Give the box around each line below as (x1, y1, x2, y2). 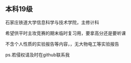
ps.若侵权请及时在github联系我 (5, 51, 70, 57)
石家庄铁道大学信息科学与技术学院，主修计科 (5, 19, 99, 25)
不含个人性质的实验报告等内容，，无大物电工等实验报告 (5, 41, 119, 47)
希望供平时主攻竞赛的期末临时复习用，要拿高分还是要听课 (5, 30, 126, 36)
